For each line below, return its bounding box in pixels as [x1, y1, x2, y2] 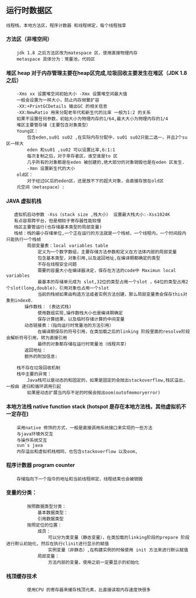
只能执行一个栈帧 [6, 236, 42, 243]
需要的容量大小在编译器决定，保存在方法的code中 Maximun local [37, 268, 177, 274]
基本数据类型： [37, 510, 68, 516]
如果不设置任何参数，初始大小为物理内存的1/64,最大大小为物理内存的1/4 [16, 116, 169, 122]
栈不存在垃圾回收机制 [16, 365, 60, 371]
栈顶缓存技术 [6, 572, 37, 579]
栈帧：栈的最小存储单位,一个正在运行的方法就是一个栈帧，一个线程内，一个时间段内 [13, 231, 187, 236]
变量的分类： [6, 489, 37, 496]
